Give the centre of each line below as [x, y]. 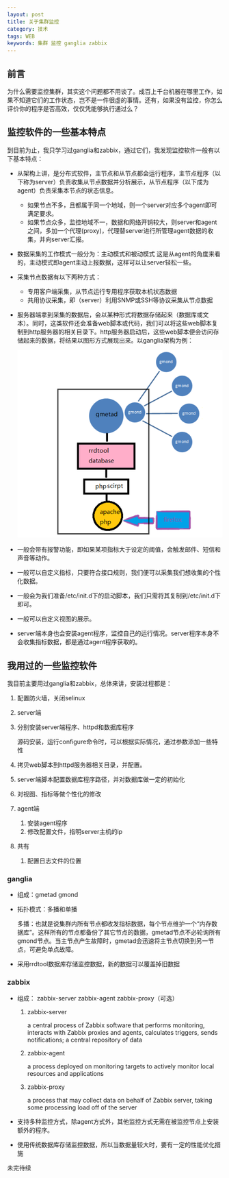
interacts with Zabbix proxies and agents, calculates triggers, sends [122, 1032]
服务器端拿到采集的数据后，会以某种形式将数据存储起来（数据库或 [110, 315]
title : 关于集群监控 [33, 22]
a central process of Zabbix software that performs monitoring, [116, 1025]
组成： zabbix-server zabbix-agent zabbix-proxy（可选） [98, 998]
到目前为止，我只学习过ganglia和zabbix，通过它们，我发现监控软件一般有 [110, 150]
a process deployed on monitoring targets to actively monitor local [120, 1066]
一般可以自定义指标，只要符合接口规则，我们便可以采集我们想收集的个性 [119, 573]
